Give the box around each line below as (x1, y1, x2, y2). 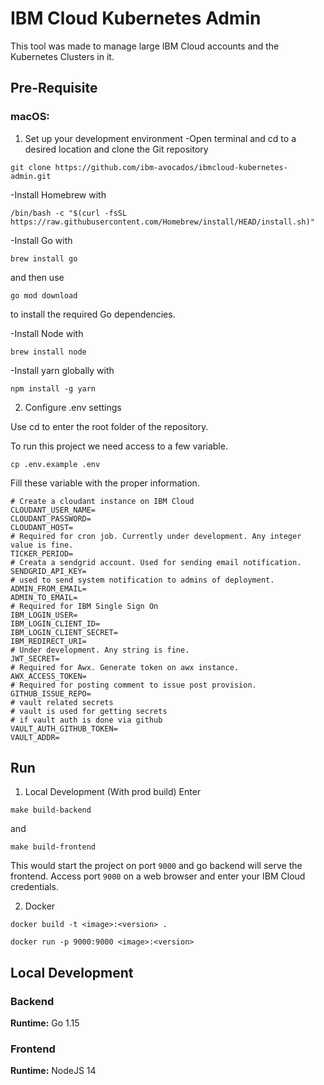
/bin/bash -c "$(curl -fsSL (10, 208, 128, 218)
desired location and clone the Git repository (24, 143, 209, 155)
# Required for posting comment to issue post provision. (10, 680, 257, 690)
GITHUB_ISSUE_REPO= (10, 688, 92, 699)
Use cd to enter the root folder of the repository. (10, 420, 209, 432)
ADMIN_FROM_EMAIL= (10, 583, 87, 594)
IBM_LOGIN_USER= (10, 610, 78, 620)
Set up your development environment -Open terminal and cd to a (24, 132, 297, 144)
